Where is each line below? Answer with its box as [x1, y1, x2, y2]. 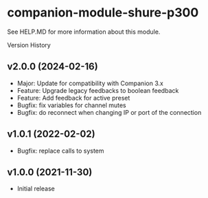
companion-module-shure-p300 [7, 5, 199, 21]
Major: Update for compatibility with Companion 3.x [16, 79, 163, 87]
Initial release [16, 184, 55, 193]
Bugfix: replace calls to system [16, 146, 104, 155]
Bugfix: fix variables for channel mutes [16, 101, 127, 109]
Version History [7, 41, 51, 49]
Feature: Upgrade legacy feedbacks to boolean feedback [16, 86, 179, 94]
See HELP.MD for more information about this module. [7, 27, 161, 36]
